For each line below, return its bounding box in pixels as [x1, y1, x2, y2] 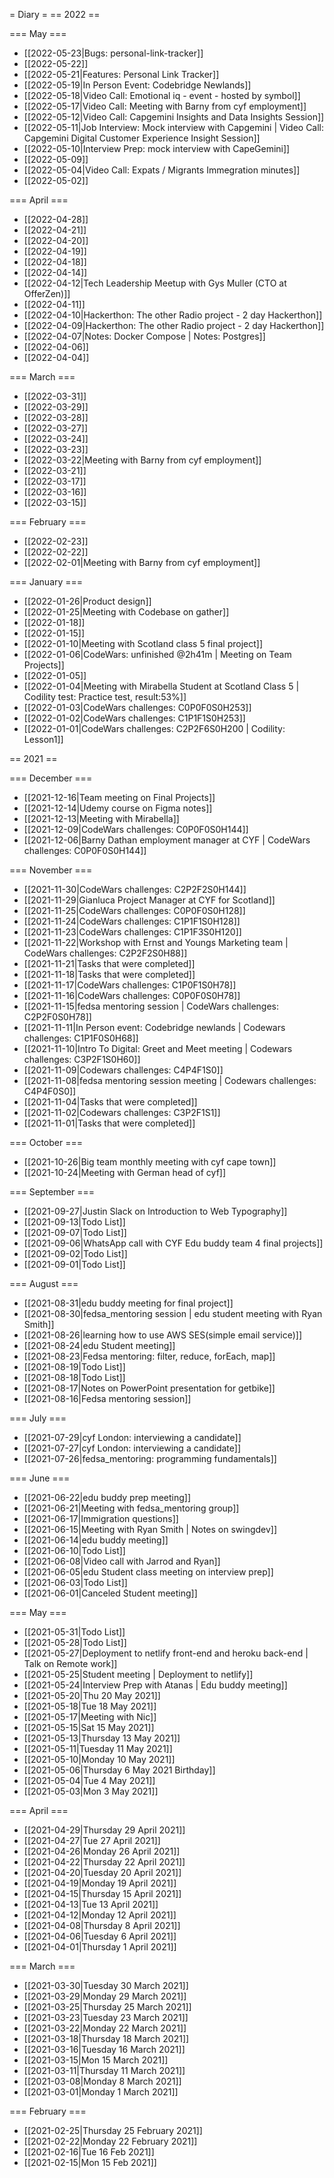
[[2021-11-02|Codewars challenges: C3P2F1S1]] [23, 1107, 221, 1118]
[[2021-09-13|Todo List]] [23, 1216, 126, 1228]
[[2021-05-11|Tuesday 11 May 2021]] [23, 1743, 173, 1754]
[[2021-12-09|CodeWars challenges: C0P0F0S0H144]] [23, 824, 249, 835]
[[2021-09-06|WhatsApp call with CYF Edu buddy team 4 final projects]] [23, 1237, 324, 1249]
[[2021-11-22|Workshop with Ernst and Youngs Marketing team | [23, 937, 289, 948]
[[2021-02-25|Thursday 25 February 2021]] [23, 2125, 203, 2136]
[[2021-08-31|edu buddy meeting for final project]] [23, 1297, 234, 1309]
